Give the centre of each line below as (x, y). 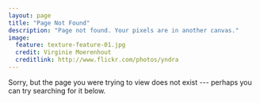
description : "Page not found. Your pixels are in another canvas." (124, 30)
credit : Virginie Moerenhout (63, 52)
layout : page (30, 15)
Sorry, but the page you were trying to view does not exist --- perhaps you (130, 82)
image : (19, 38)
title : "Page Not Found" (49, 23)
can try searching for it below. (57, 90)
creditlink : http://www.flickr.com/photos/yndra (97, 60)
